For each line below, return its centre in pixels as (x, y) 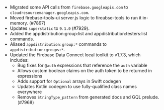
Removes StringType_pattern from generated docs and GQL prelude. (88, 97)
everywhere (30, 92)
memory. (19, 23)
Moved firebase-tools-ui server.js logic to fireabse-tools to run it (76, 18)
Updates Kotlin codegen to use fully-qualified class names (77, 86)
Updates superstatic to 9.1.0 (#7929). (50, 28)
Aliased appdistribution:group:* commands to (58, 44)
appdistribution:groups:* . (37, 50)
